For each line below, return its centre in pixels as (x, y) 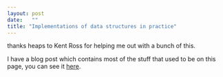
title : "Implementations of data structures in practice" (92, 26)
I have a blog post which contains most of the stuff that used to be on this (111, 59)
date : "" (23, 20)
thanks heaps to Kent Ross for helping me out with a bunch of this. (102, 46)
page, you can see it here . (44, 67)
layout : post (26, 13)
